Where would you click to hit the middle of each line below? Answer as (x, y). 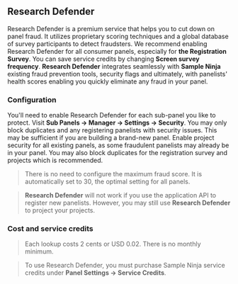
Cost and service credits (50, 229)
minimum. (39, 251)
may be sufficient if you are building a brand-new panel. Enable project (111, 138)
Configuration (32, 100)
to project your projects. (60, 210)
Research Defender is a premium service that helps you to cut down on (111, 28)
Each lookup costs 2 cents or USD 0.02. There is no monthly (113, 244)
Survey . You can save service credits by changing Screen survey (103, 59)
